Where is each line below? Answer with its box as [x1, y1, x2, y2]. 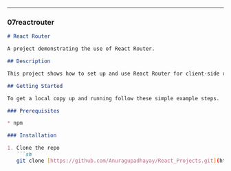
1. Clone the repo [7, 145, 60, 152]
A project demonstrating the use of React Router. [7, 45, 155, 52]
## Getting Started [7, 82, 63, 89]
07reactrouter [7, 17, 55, 27]
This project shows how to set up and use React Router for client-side [7, 70, 220, 77]
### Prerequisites [7, 107, 60, 114]
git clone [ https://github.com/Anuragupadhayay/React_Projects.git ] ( [16, 157, 220, 164]
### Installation [7, 132, 57, 139]
